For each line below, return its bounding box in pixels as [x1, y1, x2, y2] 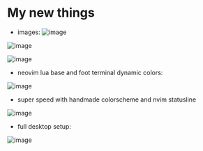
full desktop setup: [17, 122, 72, 130]
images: [17, 28, 40, 36]
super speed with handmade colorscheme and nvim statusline [17, 95, 197, 104]
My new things [7, 5, 96, 21]
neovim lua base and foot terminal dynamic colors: [17, 68, 163, 77]
